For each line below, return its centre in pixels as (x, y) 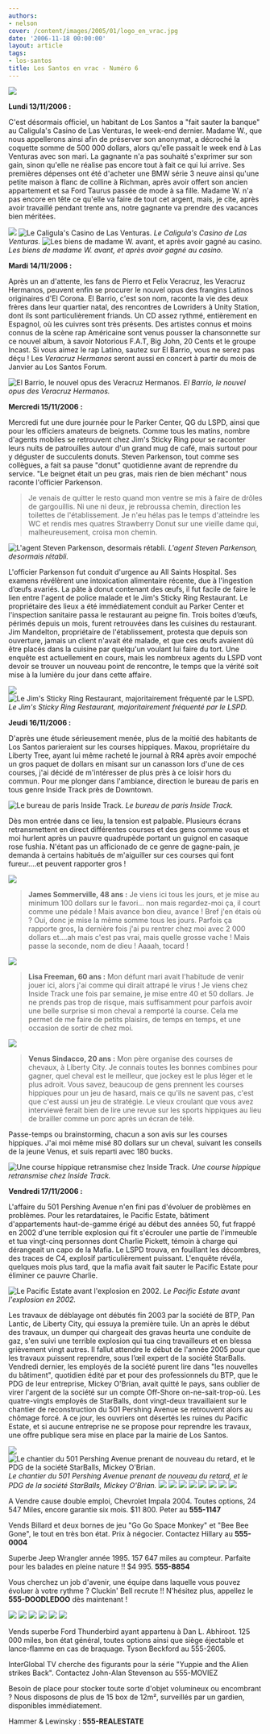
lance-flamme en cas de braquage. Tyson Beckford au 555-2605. (117, 1649)
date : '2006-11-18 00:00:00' (57, 38)
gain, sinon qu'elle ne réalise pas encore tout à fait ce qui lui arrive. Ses (127, 164)
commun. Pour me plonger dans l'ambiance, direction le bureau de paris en (134, 781)
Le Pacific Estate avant (201, 1291)
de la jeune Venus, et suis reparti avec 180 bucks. (91, 1151)
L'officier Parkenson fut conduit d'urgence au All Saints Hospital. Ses (123, 572)
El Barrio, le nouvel (214, 382)
